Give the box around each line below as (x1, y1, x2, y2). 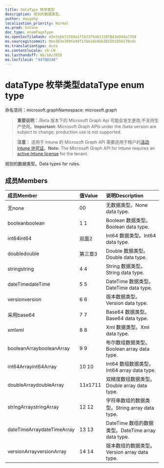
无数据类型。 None (105, 202, 148, 208)
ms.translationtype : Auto (5, 43, 58, 48)
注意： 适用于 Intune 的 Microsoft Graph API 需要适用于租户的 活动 (17, 139, 150, 145)
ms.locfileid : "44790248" (5, 57, 58, 62)
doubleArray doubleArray (7, 382, 64, 388)
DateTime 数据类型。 (105, 278, 154, 285)
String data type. (105, 269, 144, 276)
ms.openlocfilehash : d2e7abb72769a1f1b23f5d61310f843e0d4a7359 (5, 35, 137, 40)
